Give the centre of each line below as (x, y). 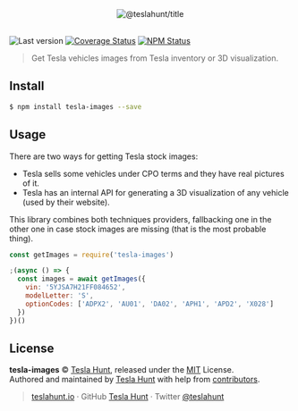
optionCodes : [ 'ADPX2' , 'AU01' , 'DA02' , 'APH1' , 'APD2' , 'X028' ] (150, 304)
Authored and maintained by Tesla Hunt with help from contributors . (135, 380)
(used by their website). (66, 202)
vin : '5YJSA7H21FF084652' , (76, 288)
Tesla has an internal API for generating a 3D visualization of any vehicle (155, 192)
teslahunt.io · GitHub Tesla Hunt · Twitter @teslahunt (128, 397)
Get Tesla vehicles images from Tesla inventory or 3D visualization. (155, 58)
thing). (21, 238)
